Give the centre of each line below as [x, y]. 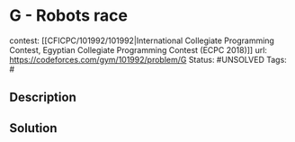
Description [43, 98]
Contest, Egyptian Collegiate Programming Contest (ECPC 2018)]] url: [139, 49]
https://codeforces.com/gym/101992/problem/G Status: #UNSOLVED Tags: [148, 59]
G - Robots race [69, 16]
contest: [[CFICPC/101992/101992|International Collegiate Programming [142, 40]
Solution [33, 128]
